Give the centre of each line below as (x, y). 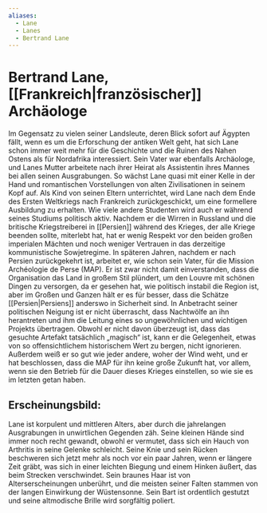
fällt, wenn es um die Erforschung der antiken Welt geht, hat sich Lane (124, 142)
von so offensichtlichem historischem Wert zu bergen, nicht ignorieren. (125, 346)
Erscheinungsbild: (55, 405)
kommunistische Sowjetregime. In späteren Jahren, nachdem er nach (122, 253)
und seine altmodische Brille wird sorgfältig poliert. (92, 501)
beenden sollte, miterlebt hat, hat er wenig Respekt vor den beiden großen (130, 236)
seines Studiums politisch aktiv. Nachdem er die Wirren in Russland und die (132, 219)
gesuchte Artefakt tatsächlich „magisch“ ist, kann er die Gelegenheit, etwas (132, 337)
